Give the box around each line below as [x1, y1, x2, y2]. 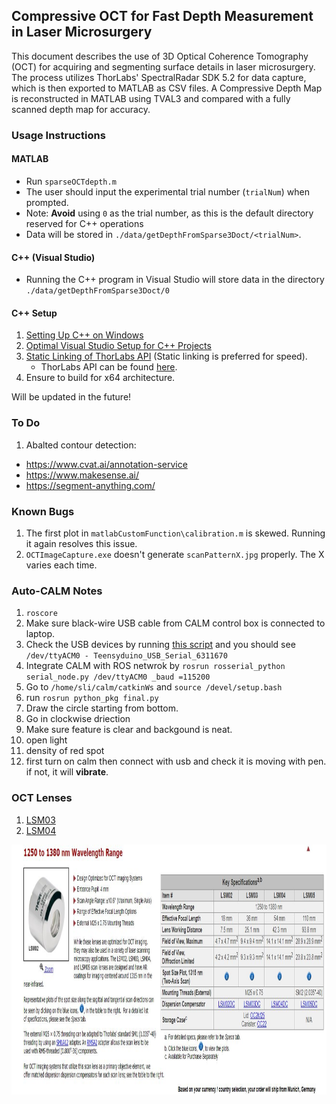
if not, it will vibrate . [25, 766, 109, 778]
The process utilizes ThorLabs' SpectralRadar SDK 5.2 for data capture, [11, 71, 307, 83]
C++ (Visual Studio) [11, 251, 96, 263]
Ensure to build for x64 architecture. [25, 372, 176, 384]
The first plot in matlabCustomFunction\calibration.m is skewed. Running [25, 527, 326, 539]
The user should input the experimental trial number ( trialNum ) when [25, 185, 310, 198]
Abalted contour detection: [25, 439, 137, 451]
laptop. [25, 628, 56, 640]
